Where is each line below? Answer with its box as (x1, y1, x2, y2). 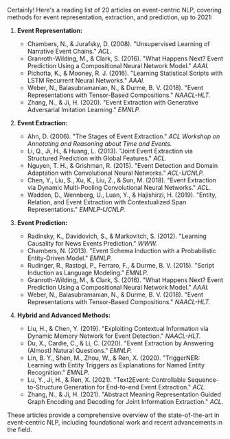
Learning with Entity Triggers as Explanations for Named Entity (27, 361, 205, 369)
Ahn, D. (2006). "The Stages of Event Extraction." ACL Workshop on (27, 132, 220, 140)
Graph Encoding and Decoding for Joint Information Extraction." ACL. (27, 398, 224, 405)
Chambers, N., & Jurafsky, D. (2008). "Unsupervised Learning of (27, 40, 211, 47)
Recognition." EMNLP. (27, 368, 90, 376)
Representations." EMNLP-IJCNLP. (27, 206, 126, 213)
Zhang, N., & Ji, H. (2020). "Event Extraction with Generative (27, 98, 199, 106)
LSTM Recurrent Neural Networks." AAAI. (27, 76, 146, 85)
